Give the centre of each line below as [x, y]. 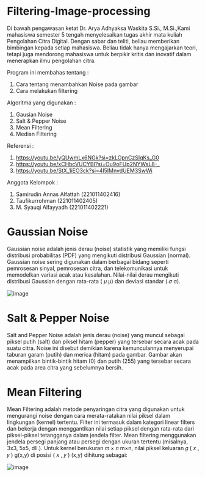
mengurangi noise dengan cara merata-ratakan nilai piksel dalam [88, 415]
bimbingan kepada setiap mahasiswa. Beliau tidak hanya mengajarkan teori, [102, 48]
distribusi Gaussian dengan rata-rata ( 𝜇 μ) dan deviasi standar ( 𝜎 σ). [94, 281]
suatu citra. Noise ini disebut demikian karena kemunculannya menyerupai [100, 348]
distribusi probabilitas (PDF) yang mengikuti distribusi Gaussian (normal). [99, 255]
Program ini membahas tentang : [48, 72]
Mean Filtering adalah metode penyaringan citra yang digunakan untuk [96, 409]
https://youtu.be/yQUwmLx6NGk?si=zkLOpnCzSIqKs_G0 [87, 158]
